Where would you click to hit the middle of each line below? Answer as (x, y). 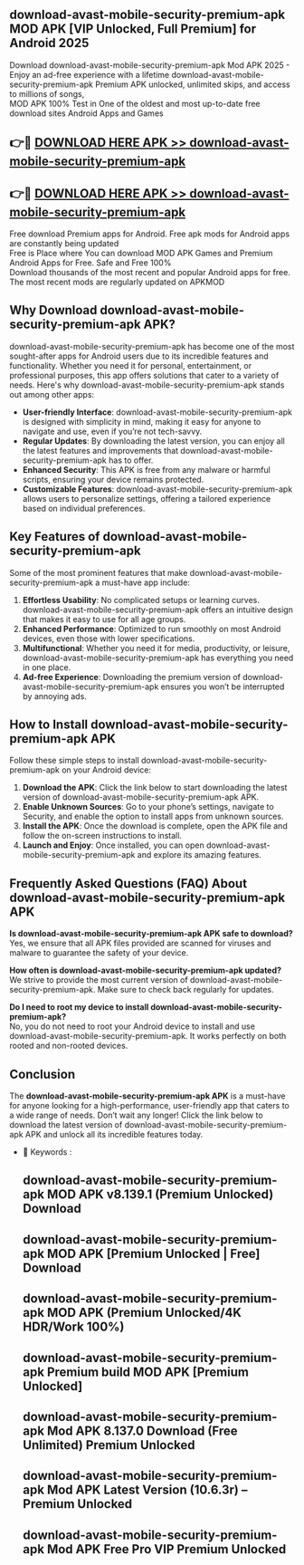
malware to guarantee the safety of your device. (99, 953)
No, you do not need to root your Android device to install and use (133, 1026)
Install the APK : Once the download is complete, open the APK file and (155, 826)
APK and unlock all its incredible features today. (114, 1135)
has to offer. (131, 460)
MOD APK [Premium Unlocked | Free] (153, 1253)
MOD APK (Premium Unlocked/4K (144, 1313)
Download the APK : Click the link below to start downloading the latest (155, 788)
